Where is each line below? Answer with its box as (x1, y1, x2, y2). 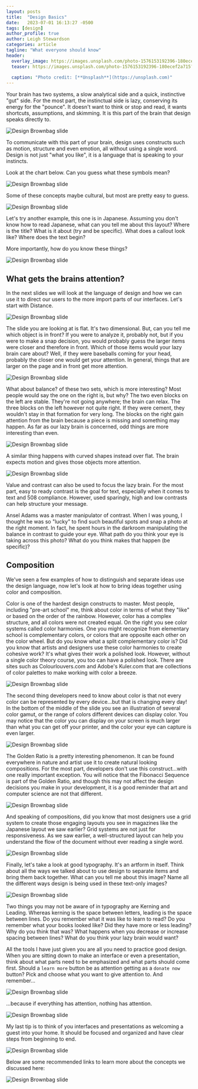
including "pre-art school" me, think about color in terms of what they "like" (6, 606, 190, 613)
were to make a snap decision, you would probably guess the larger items (6, 337, 186, 344)
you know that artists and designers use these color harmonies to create (6, 643, 182, 651)
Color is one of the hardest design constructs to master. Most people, (6, 600, 175, 607)
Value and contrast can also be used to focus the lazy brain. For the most (6, 481, 184, 488)
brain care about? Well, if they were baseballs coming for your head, (6, 350, 172, 357)
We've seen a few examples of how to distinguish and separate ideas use (6, 576, 184, 583)
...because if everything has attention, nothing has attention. (6, 1000, 152, 1007)
